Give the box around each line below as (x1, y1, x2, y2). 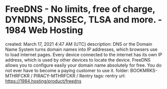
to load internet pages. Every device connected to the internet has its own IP (5, 51, 163, 58)
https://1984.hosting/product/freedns (5, 78, 82, 84)
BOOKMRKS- (130, 67, 158, 73)
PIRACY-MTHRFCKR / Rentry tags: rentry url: (33, 73, 126, 79)
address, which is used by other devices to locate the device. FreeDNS (5, 57, 151, 63)
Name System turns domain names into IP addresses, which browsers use (5, 46, 158, 52)
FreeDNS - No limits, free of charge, (5, 3, 156, 15)
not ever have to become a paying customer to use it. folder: (5, 67, 130, 73)
